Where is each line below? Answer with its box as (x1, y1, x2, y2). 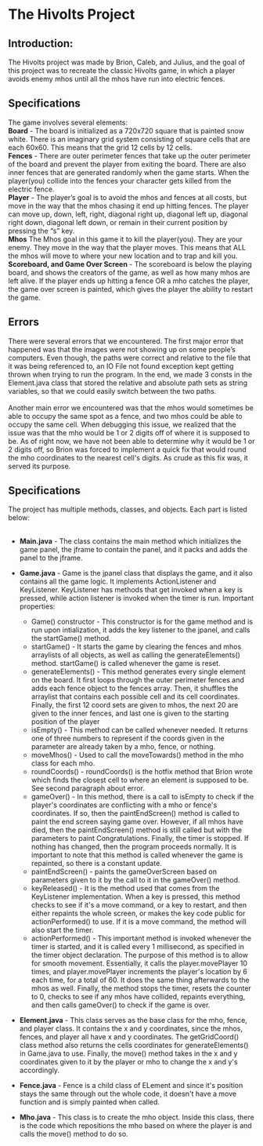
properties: (19, 602, 56, 611)
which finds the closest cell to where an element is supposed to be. (31, 775, 249, 785)
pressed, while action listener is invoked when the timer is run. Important (19, 594, 254, 603)
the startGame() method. (31, 634, 111, 643)
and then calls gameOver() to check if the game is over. (31, 1000, 211, 1010)
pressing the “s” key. (8, 226, 75, 235)
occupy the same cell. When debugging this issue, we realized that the (8, 420, 236, 429)
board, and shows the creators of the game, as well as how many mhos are (8, 267, 250, 277)
